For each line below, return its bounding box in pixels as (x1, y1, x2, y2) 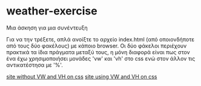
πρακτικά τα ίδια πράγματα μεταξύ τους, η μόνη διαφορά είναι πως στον (6, 48, 191, 55)
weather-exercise (6, 4, 98, 18)
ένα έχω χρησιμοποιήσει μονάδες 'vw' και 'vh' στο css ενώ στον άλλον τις (6, 55, 196, 62)
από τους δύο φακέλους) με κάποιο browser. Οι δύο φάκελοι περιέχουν (6, 42, 187, 49)
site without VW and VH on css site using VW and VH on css (6, 73, 157, 80)
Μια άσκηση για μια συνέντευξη (6, 24, 88, 31)
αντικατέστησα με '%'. (6, 61, 64, 69)
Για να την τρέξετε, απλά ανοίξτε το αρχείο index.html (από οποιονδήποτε (6, 35, 195, 43)
